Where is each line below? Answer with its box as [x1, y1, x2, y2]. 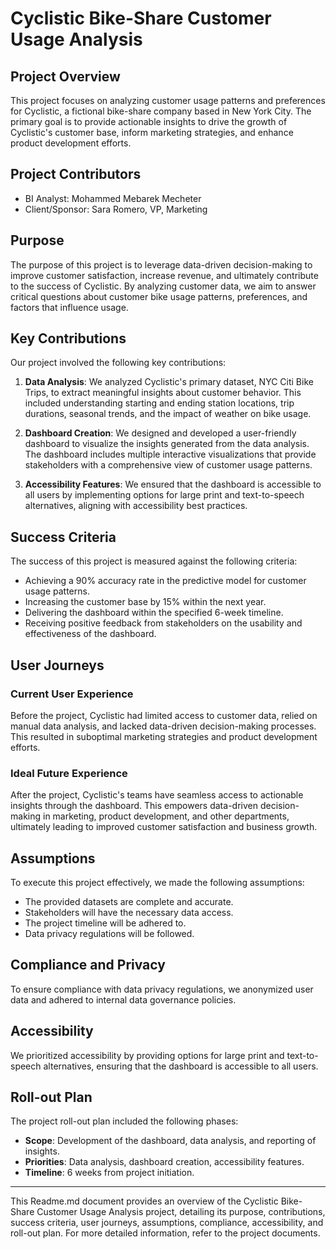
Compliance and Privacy [10, 957, 166, 974]
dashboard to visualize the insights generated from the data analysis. [24, 438, 310, 450]
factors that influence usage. [10, 301, 129, 313]
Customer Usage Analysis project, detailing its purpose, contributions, [36, 1206, 326, 1218]
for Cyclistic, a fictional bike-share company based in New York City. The [10, 105, 312, 117]
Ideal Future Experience [10, 766, 128, 780]
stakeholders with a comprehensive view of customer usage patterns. [24, 459, 313, 471]
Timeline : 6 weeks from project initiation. [24, 1167, 195, 1179]
